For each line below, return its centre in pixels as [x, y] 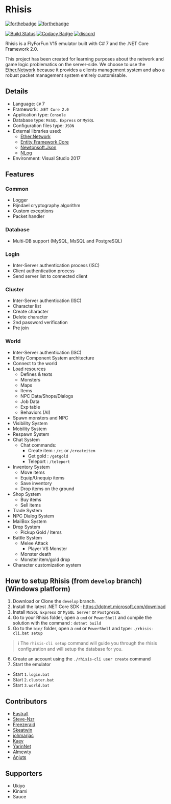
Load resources [29, 369]
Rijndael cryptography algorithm [46, 206]
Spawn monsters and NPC [40, 418]
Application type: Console [39, 114]
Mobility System [30, 429]
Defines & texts [36, 374]
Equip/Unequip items [42, 477]
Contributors [26, 701]
